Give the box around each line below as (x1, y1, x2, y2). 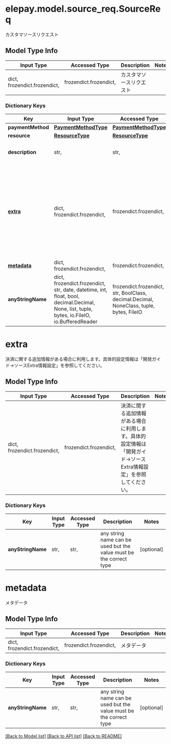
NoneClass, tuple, (112, 302, 155, 309)
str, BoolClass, (112, 289, 147, 297)
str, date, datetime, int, (54, 286, 108, 294)
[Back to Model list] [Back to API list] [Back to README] (5, 733, 122, 739)
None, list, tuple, (54, 305, 93, 312)
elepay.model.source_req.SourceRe (5, 3, 161, 15)
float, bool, (54, 293, 80, 300)
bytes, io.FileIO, (54, 312, 91, 319)
